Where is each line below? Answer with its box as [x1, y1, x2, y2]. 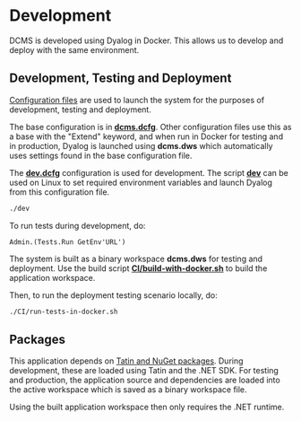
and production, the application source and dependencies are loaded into [9, 374, 280, 386]
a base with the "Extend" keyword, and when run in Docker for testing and [9, 131, 284, 142]
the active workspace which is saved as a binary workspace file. [9, 384, 248, 395]
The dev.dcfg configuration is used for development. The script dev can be [9, 167, 288, 178]
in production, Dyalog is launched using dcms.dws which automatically [9, 140, 273, 151]
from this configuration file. [9, 186, 110, 197]
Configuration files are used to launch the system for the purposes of [9, 94, 265, 105]
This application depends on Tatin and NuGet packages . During [9, 355, 244, 366]
